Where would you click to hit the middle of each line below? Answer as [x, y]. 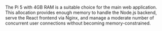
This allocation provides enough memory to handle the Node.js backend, [81, 12]
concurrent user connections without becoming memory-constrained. [78, 23]
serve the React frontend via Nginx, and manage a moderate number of [80, 18]
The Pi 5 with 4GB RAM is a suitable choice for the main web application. [81, 7]
